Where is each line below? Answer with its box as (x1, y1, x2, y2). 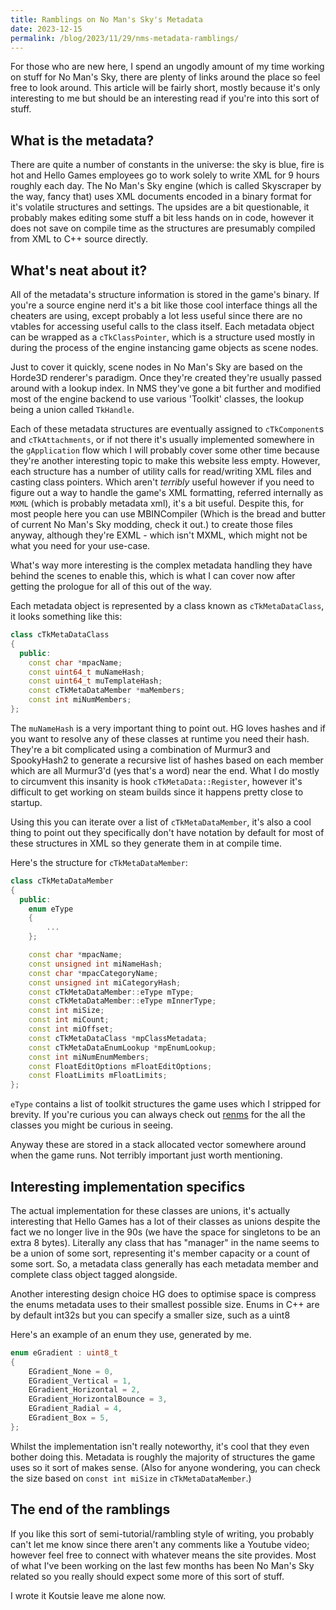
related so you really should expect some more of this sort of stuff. (10, 1570, 285, 1582)
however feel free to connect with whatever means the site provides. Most (10, 1549, 317, 1561)
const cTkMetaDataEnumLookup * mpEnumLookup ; (28, 1042, 217, 1053)
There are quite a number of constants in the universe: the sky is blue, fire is (10, 159, 325, 171)
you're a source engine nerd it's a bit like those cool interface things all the (10, 299, 318, 311)
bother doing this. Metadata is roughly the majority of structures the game (10, 1451, 316, 1463)
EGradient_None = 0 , (28, 1366, 114, 1376)
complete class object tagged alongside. (10, 1268, 178, 1280)
